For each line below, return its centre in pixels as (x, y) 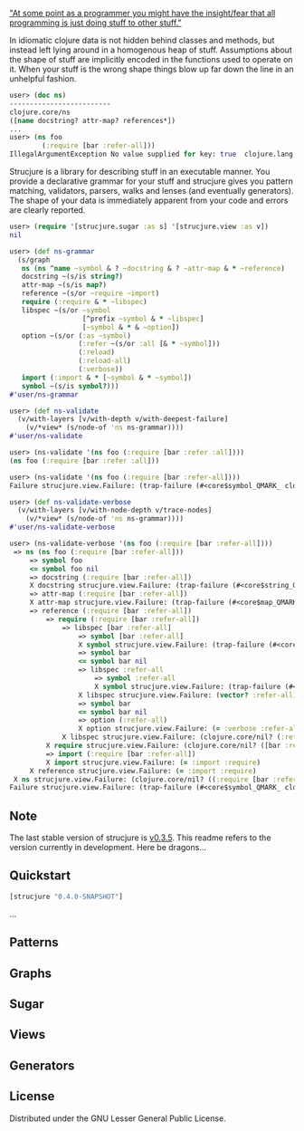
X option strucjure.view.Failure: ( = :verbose (167, 729)
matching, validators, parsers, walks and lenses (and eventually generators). (152, 191)
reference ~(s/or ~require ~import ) (90, 293)
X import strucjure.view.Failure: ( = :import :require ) (153, 762)
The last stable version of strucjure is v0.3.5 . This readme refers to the (140, 838)
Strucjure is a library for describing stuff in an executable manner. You (140, 172)
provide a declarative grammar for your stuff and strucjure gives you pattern (152, 181)
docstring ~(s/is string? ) (72, 277)
